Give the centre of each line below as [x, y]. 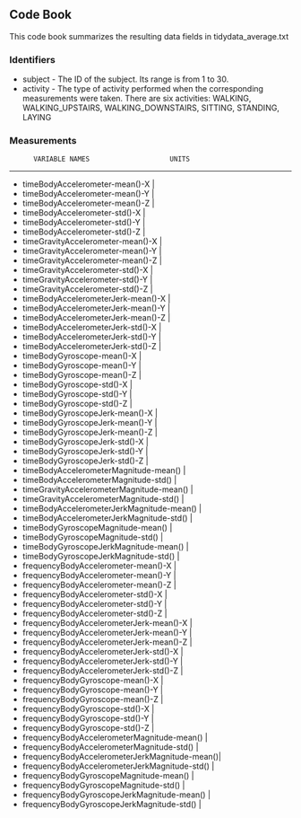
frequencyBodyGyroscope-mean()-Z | [93, 699]
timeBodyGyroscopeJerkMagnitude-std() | [101, 557]
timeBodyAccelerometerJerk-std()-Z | [92, 347]
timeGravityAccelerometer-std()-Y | [87, 280]
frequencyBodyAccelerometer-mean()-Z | [99, 585]
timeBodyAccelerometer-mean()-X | [88, 184]
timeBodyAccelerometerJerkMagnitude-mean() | [112, 509]
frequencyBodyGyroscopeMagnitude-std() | [103, 786]
